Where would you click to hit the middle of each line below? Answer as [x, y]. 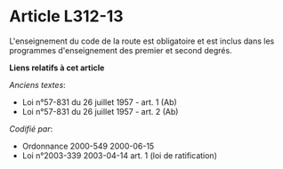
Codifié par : [31, 129]
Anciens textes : [38, 84]
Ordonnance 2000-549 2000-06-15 [88, 146]
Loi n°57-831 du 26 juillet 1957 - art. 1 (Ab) [100, 102]
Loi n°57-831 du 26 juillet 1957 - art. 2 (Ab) [100, 111]
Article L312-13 [66, 16]
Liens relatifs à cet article [57, 68]
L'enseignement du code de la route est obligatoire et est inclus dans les [142, 41]
